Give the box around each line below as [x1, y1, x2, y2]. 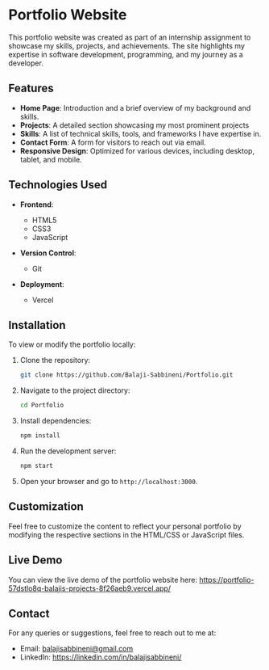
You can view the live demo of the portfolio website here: [8, 575, 197, 584]
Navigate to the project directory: [19, 386, 130, 395]
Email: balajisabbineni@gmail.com [19, 644, 134, 654]
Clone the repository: [19, 356, 91, 365]
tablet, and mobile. [19, 154, 82, 164]
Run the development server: [19, 446, 117, 456]
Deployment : [19, 279, 64, 289]
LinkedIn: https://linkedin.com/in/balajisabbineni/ [19, 652, 182, 662]
